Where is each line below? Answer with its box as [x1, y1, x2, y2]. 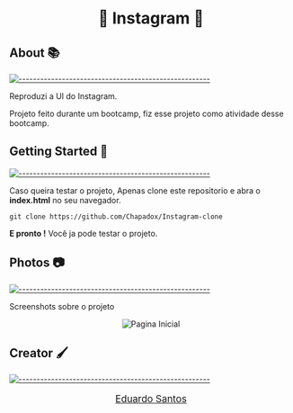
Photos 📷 [9, 256, 66, 271]
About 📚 [9, 45, 60, 60]
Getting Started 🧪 [9, 144, 109, 159]
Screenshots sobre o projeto [9, 301, 115, 311]
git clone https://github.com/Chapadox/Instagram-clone [9, 211, 223, 221]
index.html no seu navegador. [9, 194, 121, 205]
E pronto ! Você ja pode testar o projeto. [9, 228, 158, 238]
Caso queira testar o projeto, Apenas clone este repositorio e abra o [9, 184, 261, 196]
